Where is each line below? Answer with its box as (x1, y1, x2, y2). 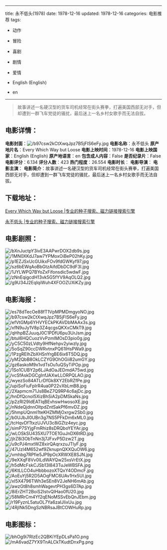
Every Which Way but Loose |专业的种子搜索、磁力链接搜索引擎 (5, 208, 135, 214)
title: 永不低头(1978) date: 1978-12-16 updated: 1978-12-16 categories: (5, 10, 148, 16)
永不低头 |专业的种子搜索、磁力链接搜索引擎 (5, 219, 95, 224)
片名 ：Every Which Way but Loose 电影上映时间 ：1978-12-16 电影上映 (9, 146, 153, 152)
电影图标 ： (5, 520, 38, 529)
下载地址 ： (5, 194, 38, 202)
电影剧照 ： (5, 234, 38, 243)
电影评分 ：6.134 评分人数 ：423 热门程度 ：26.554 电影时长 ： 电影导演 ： (5, 159, 153, 165)
